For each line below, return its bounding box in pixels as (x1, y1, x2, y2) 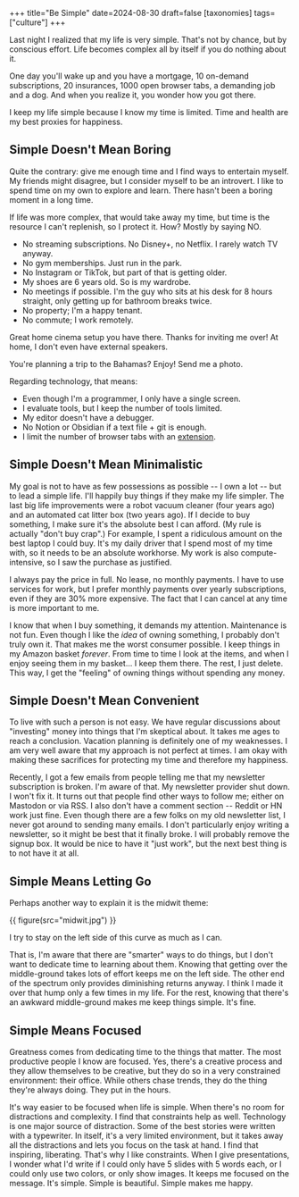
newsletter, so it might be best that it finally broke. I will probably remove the (9, 829, 290, 840)
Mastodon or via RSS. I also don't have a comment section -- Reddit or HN (9, 800, 283, 811)
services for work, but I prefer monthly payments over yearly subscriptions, (9, 583, 287, 594)
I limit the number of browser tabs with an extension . (21, 431, 216, 441)
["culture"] (9, 17, 48, 28)
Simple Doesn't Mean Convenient (9, 693, 200, 708)
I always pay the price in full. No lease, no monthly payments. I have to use (9, 573, 284, 584)
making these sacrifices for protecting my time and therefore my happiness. (9, 755, 288, 766)
